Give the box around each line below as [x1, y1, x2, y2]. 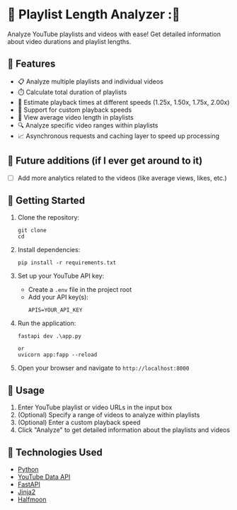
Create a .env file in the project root [28, 285, 132, 294]
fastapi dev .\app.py [17, 333, 81, 340]
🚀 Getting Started [7, 195, 86, 207]
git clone [17, 227, 47, 234]
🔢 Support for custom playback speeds [17, 106, 132, 114]
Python [17, 465, 39, 474]
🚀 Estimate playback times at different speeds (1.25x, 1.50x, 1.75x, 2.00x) [17, 98, 230, 106]
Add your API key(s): [28, 293, 88, 302]
